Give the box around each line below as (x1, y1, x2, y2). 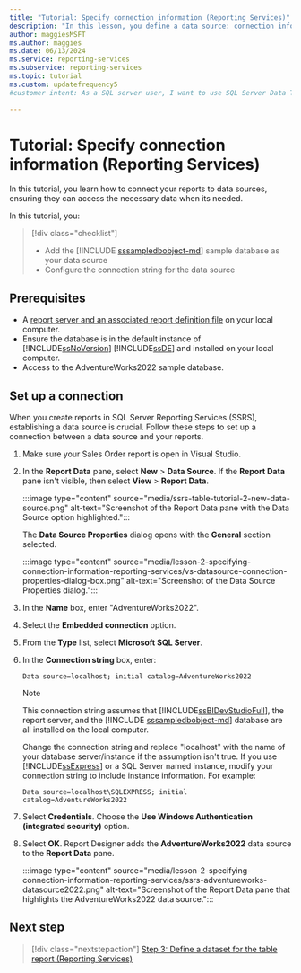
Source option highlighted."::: (21, 512, 130, 523)
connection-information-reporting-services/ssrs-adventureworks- (21, 875, 268, 886)
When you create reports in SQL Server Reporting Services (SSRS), (9, 412, 258, 423)
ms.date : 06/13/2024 (9, 47, 87, 56)
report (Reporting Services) (30, 953, 133, 964)
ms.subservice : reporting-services (9, 64, 142, 73)
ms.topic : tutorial (9, 72, 82, 81)
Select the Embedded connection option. (21, 620, 176, 631)
